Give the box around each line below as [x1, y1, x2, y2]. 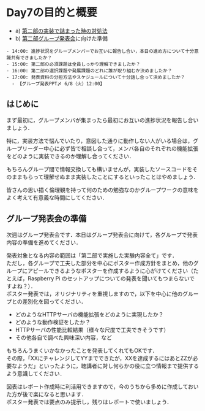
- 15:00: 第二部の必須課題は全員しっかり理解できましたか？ [6, 61, 141, 67]
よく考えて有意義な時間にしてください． [6, 194, 108, 201]
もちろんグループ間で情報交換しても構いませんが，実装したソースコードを [6, 165, 193, 172]
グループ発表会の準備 [6, 213, 87, 224]
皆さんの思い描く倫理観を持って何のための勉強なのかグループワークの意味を [6, 186, 199, 193]
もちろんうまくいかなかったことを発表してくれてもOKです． [6, 347, 158, 354]
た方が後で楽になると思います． [6, 390, 87, 398]
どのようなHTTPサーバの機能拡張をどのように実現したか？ [15, 310, 164, 318]
